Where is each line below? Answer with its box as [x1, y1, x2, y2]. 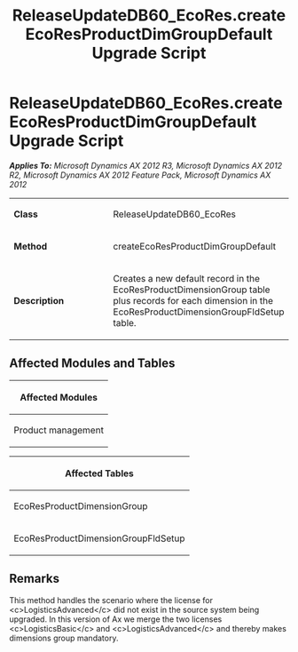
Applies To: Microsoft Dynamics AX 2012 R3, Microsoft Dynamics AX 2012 [9, 160, 283, 171]
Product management [13, 424, 105, 436]
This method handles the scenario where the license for [9, 594, 213, 605]
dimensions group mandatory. [9, 632, 119, 643]
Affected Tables [65, 467, 135, 480]
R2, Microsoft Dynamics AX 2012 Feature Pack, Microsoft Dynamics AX [9, 170, 271, 180]
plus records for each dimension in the [113, 294, 273, 306]
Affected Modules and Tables [9, 356, 176, 371]
